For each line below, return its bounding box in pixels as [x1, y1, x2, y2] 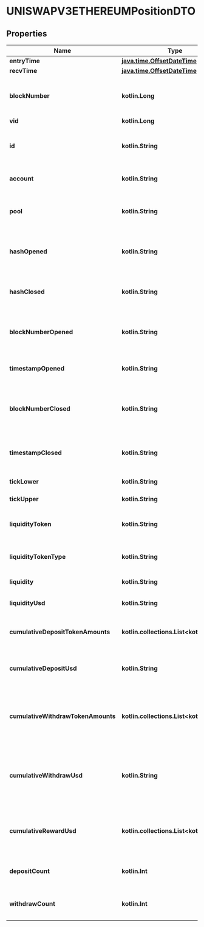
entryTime [9, 56, 41, 65]
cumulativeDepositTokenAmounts [9, 628, 110, 636]
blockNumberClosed [9, 405, 71, 412]
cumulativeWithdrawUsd [9, 771, 83, 779]
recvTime [9, 67, 38, 75]
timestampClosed [9, 448, 62, 457]
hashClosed [9, 287, 45, 296]
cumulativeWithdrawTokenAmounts [9, 712, 116, 720]
